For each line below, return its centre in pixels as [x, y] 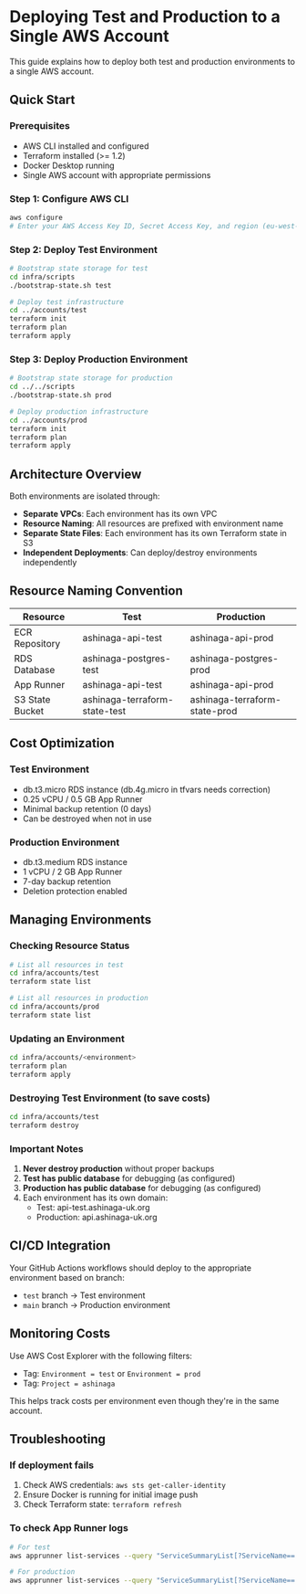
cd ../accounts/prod [49, 420]
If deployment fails [51, 1465]
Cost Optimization [62, 743]
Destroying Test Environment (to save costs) [110, 1098]
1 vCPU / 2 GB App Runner [72, 871]
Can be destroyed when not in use [87, 818]
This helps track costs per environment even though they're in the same [144, 1400]
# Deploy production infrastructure [79, 412]
